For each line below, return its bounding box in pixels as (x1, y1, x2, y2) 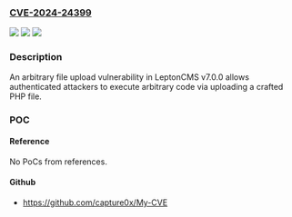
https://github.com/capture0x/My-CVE (22, 197, 168, 208)
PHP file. (9, 91, 43, 102)
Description (9, 51, 63, 64)
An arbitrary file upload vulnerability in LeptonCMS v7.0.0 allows (9, 71, 250, 83)
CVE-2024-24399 (9, 6, 93, 19)
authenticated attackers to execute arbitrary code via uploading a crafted (9, 81, 284, 92)
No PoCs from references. (9, 156, 107, 167)
